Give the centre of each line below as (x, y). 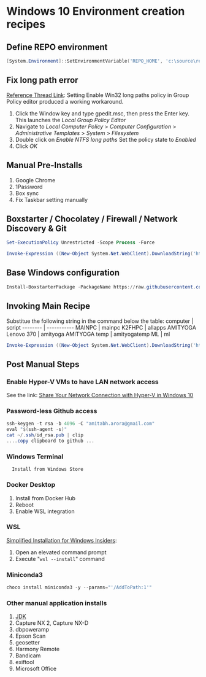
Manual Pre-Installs (44, 165)
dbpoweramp (32, 630)
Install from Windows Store (48, 470)
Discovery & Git (36, 228)
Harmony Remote (37, 649)
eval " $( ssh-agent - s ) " (37, 430)
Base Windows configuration (63, 273)
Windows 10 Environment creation (96, 11)
